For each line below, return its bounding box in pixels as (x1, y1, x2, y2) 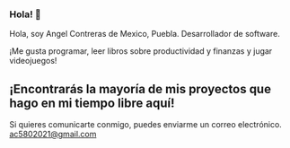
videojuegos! (9, 56, 57, 66)
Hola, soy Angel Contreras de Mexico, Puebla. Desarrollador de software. (9, 29, 280, 39)
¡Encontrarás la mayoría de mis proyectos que (9, 81, 272, 97)
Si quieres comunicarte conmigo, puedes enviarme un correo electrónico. (9, 119, 283, 130)
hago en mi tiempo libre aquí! (9, 95, 175, 110)
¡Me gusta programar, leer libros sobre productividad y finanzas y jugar (9, 46, 273, 57)
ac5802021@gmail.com (9, 129, 97, 140)
